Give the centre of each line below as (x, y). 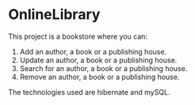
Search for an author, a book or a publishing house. (103, 68)
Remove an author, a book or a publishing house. (99, 77)
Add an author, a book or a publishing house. (93, 51)
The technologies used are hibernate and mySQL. (89, 92)
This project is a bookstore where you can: (78, 36)
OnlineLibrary (54, 15)
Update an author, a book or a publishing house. (98, 60)
